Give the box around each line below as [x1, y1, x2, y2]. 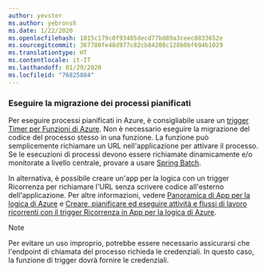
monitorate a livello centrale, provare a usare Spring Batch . [8, 157, 201, 168]
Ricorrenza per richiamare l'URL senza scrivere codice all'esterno [8, 181, 224, 192]
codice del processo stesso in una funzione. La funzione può [8, 133, 209, 142]
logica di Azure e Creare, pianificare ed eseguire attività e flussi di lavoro [8, 199, 248, 208]
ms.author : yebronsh [8, 19, 77, 27]
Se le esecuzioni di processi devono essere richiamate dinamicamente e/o [8, 149, 253, 159]
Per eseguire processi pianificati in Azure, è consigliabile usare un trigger [8, 115, 249, 125]
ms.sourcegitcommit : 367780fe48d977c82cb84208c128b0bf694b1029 [8, 42, 224, 49]
